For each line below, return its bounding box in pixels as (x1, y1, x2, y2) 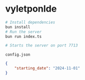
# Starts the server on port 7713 (5, 43, 78, 48)
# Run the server (5, 29, 42, 34)
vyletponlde (5, 3, 57, 15)
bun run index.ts (5, 34, 42, 39)
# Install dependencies (5, 20, 56, 25)
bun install (5, 24, 30, 29)
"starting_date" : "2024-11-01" (14, 66, 80, 71)
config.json (5, 52, 30, 57)
